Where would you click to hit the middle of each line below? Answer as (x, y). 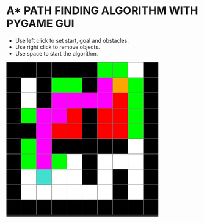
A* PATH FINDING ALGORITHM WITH (102, 11)
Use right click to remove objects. (57, 47)
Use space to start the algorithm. (56, 53)
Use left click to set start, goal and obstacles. (72, 40)
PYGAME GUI (40, 24)
